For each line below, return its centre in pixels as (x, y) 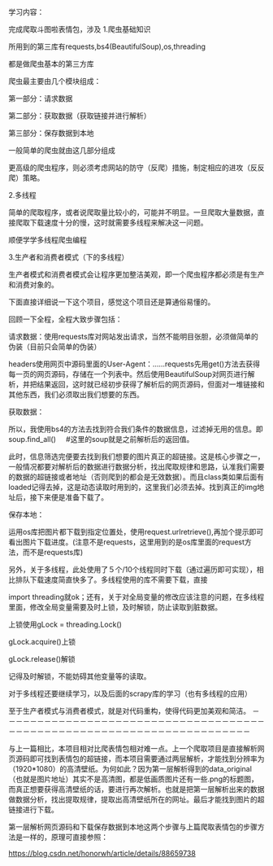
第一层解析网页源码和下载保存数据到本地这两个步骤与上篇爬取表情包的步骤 (133, 827)
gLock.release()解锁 (42, 659)
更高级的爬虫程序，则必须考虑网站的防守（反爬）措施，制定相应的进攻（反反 (136, 168)
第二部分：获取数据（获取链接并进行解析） (80, 116)
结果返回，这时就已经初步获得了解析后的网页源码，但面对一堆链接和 (150, 384)
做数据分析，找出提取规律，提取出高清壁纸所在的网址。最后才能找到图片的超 (136, 799)
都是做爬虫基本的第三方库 (51, 64)
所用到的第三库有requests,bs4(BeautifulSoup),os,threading (107, 46)
